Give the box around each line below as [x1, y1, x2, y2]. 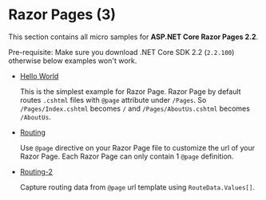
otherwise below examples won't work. [8, 56, 137, 65]
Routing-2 [19, 167, 54, 176]
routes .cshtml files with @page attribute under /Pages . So [19, 95, 207, 104]
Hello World [19, 71, 59, 80]
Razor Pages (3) [8, 6, 117, 24]
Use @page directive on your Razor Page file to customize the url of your [19, 143, 256, 152]
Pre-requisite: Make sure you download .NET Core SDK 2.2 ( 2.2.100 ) [8, 47, 235, 57]
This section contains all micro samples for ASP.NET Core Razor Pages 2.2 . [8, 32, 259, 41]
